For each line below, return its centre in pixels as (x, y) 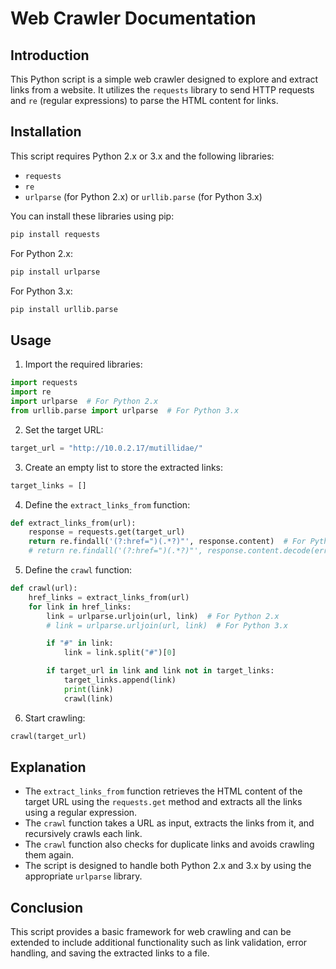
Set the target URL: (64, 429)
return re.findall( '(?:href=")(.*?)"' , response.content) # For (167, 542)
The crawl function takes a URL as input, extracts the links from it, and (169, 823)
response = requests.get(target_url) (107, 532)
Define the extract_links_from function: (107, 504)
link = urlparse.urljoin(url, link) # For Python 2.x (163, 616)
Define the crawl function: (78, 570)
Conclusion (47, 907)
